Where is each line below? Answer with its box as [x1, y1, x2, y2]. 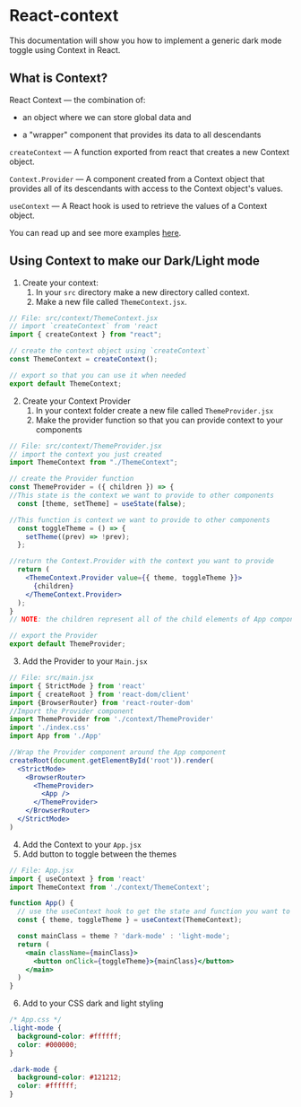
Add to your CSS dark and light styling [21, 998, 164, 1009]
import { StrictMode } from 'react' [9, 681, 146, 691]
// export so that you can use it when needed [9, 370, 186, 379]
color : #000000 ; [17, 1040, 78, 1050]
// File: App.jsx [9, 866, 74, 875]
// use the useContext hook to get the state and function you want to [17, 907, 291, 916]
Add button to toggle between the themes [21, 849, 177, 859]
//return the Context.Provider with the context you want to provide [9, 557, 275, 566]
